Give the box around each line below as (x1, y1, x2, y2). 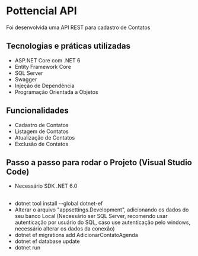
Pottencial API (6, 4, 77, 18)
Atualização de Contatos (14, 134, 75, 141)
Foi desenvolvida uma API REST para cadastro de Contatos (6, 24, 151, 31)
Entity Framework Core (14, 63, 71, 70)
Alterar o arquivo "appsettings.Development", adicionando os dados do (14, 206, 189, 213)
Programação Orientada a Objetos (14, 88, 99, 96)
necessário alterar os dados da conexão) (14, 225, 115, 232)
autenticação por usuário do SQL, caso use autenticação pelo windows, (14, 219, 191, 226)
